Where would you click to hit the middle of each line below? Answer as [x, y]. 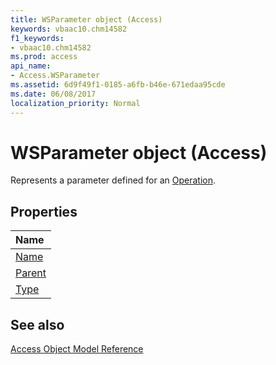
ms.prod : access [44, 57]
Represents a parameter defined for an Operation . [113, 180]
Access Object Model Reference [77, 349]
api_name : [31, 66]
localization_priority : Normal [75, 103]
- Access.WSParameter [55, 76]
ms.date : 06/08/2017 [53, 94]
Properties [44, 211]
